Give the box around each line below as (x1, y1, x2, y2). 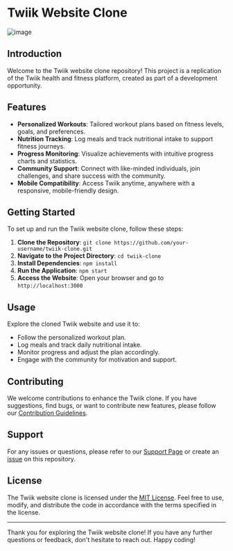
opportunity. (7, 81, 43, 90)
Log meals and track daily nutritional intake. (17, 340, 142, 349)
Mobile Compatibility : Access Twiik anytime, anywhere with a (17, 179, 196, 187)
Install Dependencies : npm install (17, 259, 118, 268)
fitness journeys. (17, 142, 66, 150)
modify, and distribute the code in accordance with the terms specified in (7, 500, 217, 509)
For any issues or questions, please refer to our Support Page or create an (7, 447, 220, 456)
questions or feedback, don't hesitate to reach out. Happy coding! (7, 535, 196, 543)
